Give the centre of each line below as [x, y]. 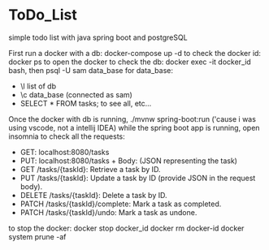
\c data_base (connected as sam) [76, 94]
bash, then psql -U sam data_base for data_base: [91, 70]
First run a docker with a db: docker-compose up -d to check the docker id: [135, 53]
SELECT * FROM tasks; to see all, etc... [86, 103]
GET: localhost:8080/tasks [65, 152]
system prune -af [37, 236]
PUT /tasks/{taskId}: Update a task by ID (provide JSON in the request [138, 178]
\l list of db [38, 86]
